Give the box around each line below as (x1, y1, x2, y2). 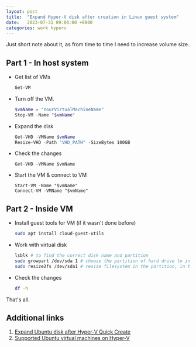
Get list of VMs (14, 74, 51, 81)
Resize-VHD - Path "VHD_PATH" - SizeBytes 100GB (14, 139, 130, 145)
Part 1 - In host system (6, 58, 89, 68)
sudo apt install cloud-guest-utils (14, 231, 104, 237)
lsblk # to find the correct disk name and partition (14, 253, 149, 259)
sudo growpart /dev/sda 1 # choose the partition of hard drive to (14, 258, 183, 264)
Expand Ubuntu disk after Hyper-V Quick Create (14, 328, 131, 335)
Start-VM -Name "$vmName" (14, 183, 78, 189)
